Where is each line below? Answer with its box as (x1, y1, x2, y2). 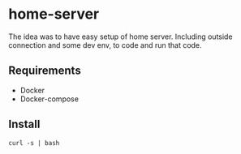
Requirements (8, 64, 81, 78)
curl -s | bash (8, 139, 60, 147)
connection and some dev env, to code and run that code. (8, 40, 202, 49)
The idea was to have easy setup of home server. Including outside (8, 32, 233, 41)
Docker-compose (19, 94, 80, 104)
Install (8, 118, 41, 131)
